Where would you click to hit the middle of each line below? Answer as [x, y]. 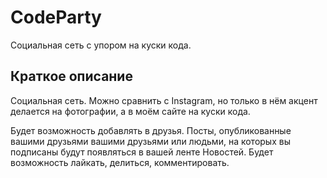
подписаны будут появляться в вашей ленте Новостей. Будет [142, 152]
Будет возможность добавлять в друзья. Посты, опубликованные [151, 130]
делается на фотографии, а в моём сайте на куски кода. [130, 111]
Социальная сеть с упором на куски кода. [101, 45]
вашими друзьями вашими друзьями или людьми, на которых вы [150, 141]
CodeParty [56, 17]
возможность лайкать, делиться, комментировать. [120, 162]
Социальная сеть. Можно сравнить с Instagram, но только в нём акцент [164, 100]
